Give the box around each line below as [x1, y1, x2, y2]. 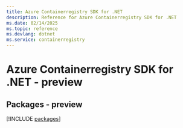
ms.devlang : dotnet [6, 31, 56, 37]
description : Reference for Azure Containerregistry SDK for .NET [6, 14, 177, 20]
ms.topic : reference [6, 25, 59, 32]
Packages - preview [6, 99, 83, 109]
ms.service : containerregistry [6, 37, 85, 43]
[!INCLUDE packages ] [6, 115, 61, 122]
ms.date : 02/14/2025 [6, 20, 59, 26]
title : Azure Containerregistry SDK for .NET [6, 8, 123, 15]
